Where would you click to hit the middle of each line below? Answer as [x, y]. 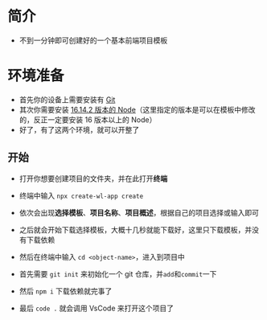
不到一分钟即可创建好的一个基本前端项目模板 [93, 40]
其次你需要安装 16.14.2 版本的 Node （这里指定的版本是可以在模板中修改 [137, 109]
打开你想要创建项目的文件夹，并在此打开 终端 [93, 178]
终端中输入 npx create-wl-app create [81, 195]
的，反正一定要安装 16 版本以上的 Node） [88, 119]
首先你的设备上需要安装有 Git [67, 99]
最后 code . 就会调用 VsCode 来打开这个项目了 [97, 308]
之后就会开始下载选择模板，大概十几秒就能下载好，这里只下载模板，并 [136, 229]
